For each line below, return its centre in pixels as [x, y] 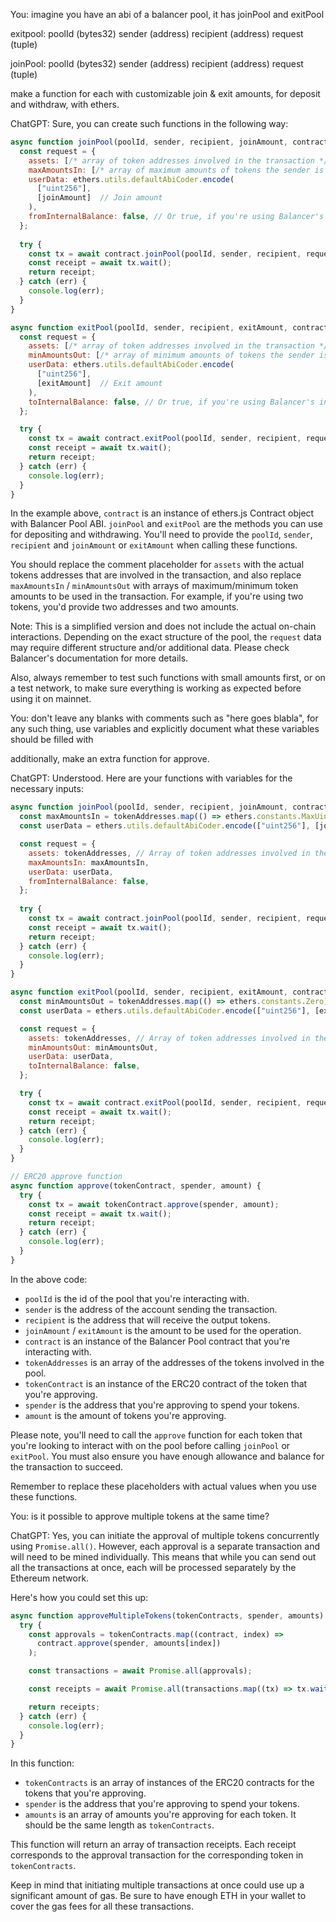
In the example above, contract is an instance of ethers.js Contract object [162, 513]
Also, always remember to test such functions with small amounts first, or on [168, 678]
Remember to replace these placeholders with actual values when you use [163, 1486]
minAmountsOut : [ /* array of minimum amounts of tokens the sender [171, 355]
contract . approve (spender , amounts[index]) [129, 1644]
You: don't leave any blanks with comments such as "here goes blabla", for [164, 718]
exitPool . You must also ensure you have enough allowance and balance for [167, 1456]
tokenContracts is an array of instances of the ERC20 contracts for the [169, 1783]
